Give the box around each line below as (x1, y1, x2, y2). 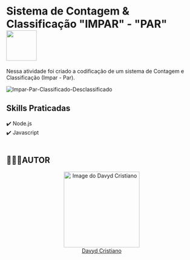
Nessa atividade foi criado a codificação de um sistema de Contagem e (6, 67, 185, 75)
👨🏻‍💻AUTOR (6, 155, 50, 165)
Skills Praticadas (6, 103, 71, 113)
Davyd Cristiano (81, 247, 122, 254)
